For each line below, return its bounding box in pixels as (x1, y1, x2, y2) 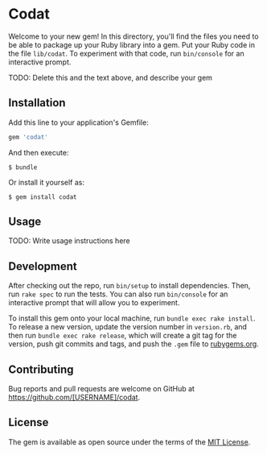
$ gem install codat (8, 192, 78, 201)
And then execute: (8, 147, 69, 157)
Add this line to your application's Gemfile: (8, 118, 149, 127)
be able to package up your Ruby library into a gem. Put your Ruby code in (8, 39, 256, 49)
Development (8, 259, 78, 273)
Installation (8, 96, 66, 110)
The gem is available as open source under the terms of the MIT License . (8, 436, 251, 447)
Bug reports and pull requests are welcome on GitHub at (8, 384, 195, 394)
